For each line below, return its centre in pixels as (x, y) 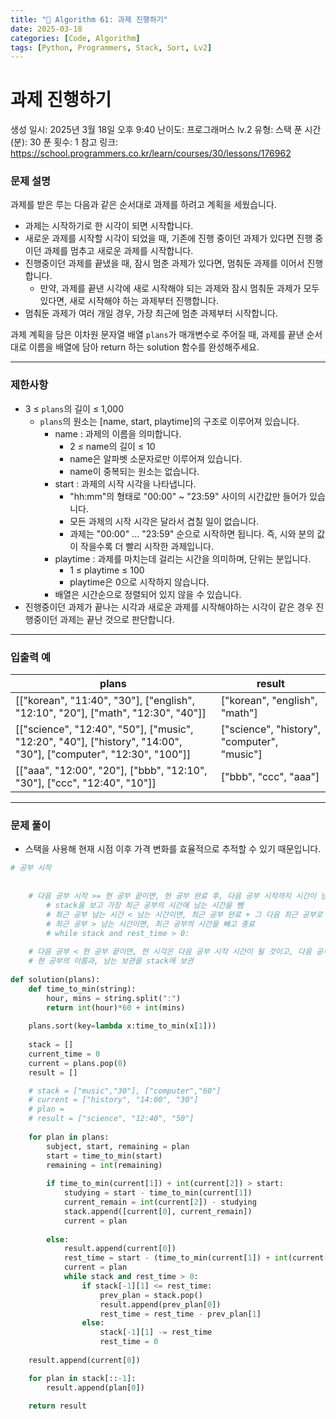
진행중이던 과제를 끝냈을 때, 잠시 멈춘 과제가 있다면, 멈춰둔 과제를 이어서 (164, 263)
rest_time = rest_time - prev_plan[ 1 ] (180, 1314)
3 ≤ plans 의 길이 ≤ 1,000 (74, 408)
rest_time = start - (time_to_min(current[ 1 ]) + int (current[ (196, 1258)
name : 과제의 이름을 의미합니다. (118, 433)
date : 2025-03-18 (46, 29)
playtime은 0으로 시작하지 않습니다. (139, 582)
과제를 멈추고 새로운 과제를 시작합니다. (118, 251)
